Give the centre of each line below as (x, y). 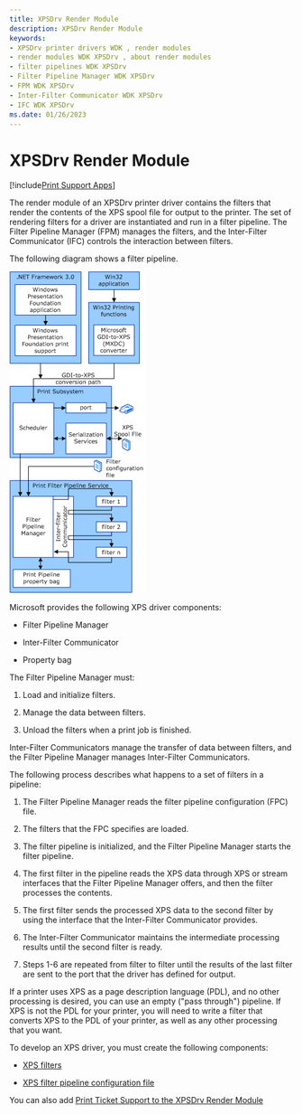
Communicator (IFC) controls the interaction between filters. (121, 241)
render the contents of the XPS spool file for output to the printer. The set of (151, 212)
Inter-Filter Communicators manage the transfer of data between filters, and (151, 748)
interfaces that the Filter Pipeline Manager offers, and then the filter (147, 883)
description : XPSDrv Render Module (76, 28)
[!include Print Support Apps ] (62, 185)
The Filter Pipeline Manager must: (72, 677)
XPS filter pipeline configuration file (88, 1083)
